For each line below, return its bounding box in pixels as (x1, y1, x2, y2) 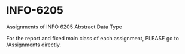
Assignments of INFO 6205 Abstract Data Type (6, 23, 123, 30)
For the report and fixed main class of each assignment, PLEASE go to (6, 34, 180, 42)
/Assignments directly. (6, 41, 62, 48)
